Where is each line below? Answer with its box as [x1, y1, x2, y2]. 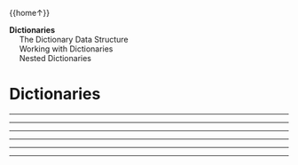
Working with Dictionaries [19, 43, 114, 54]
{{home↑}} [9, 8, 51, 18]
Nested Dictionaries [19, 53, 91, 63]
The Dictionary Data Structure [19, 35, 129, 44]
